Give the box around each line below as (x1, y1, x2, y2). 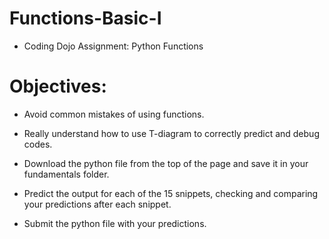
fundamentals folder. (23, 168, 110, 180)
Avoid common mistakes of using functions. (23, 108, 205, 120)
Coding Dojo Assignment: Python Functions (23, 40, 204, 52)
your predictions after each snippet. (23, 198, 172, 210)
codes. (23, 138, 53, 150)
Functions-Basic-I (9, 7, 162, 30)
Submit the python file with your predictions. (23, 217, 207, 229)
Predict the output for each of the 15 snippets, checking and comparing (23, 187, 319, 199)
